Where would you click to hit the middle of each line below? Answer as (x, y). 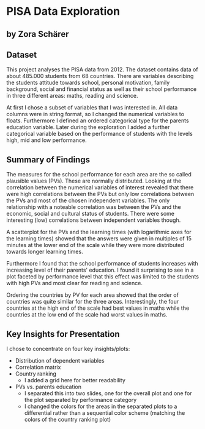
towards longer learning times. (45, 252)
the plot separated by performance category (80, 400)
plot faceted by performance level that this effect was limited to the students (102, 277)
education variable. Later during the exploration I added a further (88, 127)
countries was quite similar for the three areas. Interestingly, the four (93, 302)
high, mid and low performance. (47, 140)
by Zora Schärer (38, 34)
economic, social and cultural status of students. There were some (91, 214)
